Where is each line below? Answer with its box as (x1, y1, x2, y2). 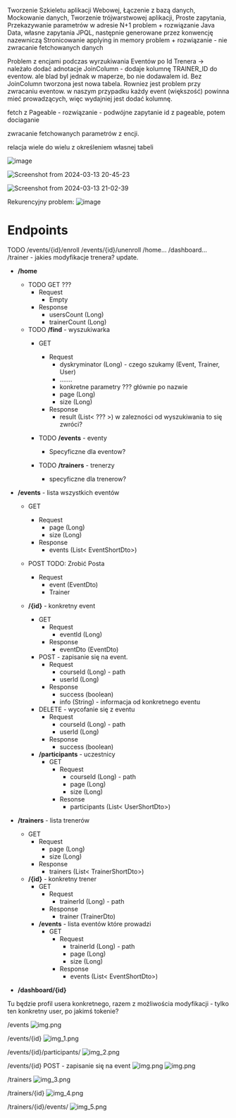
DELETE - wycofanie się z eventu (38, 705, 135, 713)
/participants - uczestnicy (38, 750, 116, 758)
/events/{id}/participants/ (7, 1048, 81, 1056)
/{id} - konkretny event (27, 601, 96, 610)
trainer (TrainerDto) (59, 912, 116, 921)
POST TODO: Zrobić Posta (27, 559, 105, 567)
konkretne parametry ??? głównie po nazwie (59, 382, 188, 391)
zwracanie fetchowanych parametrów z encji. (7, 130, 139, 137)
